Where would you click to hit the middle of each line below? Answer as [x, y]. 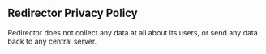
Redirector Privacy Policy [73, 13]
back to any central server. [52, 41]
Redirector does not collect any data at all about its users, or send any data [133, 32]
